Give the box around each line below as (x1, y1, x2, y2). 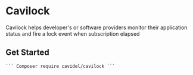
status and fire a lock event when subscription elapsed (5, 30, 140, 37)
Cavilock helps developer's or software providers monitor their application (5, 24, 188, 31)
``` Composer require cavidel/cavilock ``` (5, 63, 116, 69)
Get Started (5, 48, 49, 58)
